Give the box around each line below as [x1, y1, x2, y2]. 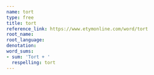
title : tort [6, 20, 37, 26]
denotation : [6, 43, 37, 49]
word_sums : [6, 48, 34, 54]
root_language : [6, 37, 45, 43]
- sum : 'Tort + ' [6, 54, 51, 60]
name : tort [6, 8, 34, 15]
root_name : [6, 31, 34, 37]
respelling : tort [12, 59, 56, 65]
